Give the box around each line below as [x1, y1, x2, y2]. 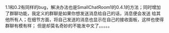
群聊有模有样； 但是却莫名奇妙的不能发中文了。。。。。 [5, 23, 112, 29]
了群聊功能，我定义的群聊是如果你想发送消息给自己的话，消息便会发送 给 [5, 10, 156, 16]
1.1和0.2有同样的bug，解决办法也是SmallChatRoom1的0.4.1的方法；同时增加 [5, 4, 161, 10]
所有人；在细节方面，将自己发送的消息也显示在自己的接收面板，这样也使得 [9, 17, 164, 22]
